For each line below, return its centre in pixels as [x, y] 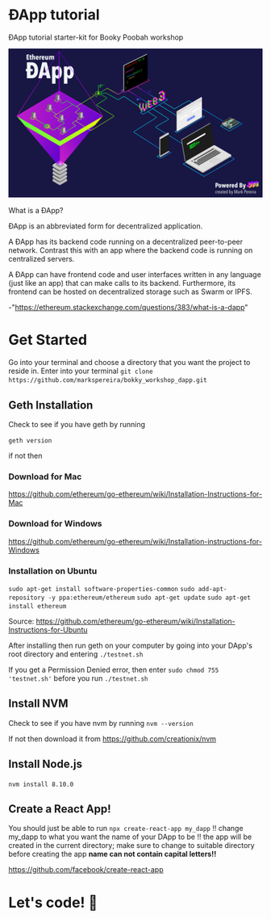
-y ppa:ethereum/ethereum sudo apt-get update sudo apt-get [150, 598]
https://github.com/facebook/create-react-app [86, 870]
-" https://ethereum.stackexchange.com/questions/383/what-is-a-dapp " [128, 308]
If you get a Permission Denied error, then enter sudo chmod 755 [114, 669]
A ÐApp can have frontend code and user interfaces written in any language [135, 275]
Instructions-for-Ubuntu [48, 629]
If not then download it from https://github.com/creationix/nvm [112, 739]
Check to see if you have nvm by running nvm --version [101, 723]
